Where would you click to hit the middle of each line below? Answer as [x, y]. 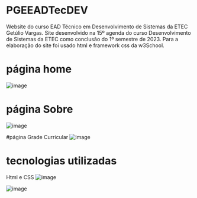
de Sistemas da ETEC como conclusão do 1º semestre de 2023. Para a [92, 39]
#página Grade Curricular [37, 137]
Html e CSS [20, 177]
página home [39, 69]
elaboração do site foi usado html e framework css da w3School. [85, 45]
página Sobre [40, 109]
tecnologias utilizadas [62, 161]
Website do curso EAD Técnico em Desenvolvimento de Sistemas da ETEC [97, 27]
